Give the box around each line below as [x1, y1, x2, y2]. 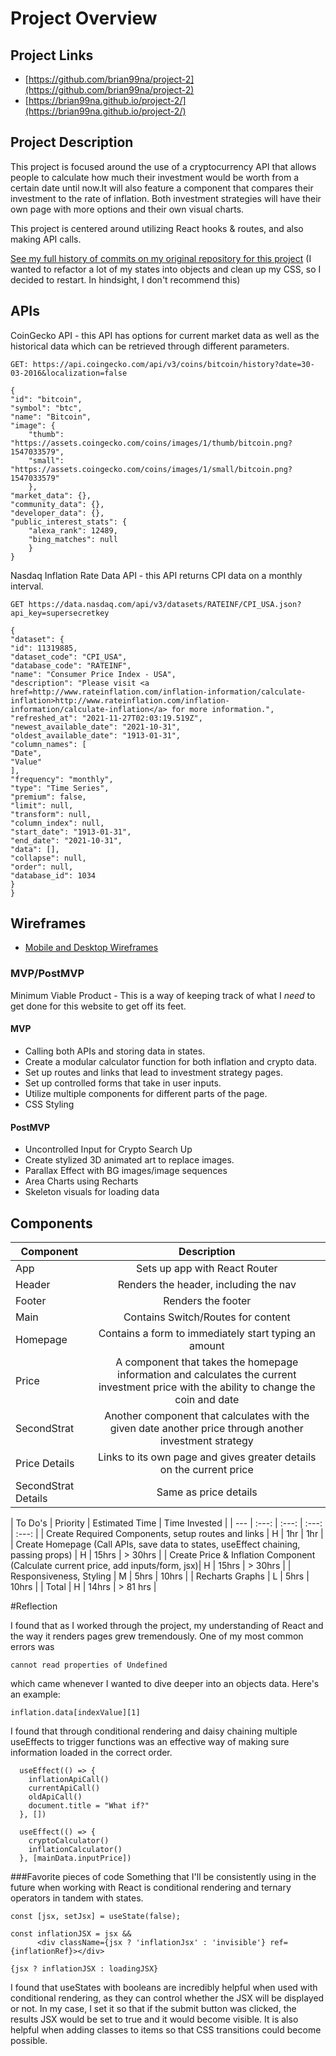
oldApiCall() [28, 1792, 83, 1802]
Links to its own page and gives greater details [98, 1450, 317, 1464]
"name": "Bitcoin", [10, 412, 92, 422]
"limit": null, [10, 800, 74, 811]
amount [188, 1338, 225, 1352]
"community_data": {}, [10, 499, 105, 509]
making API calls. [10, 233, 82, 245]
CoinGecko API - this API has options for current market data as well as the [10, 329, 320, 341]
